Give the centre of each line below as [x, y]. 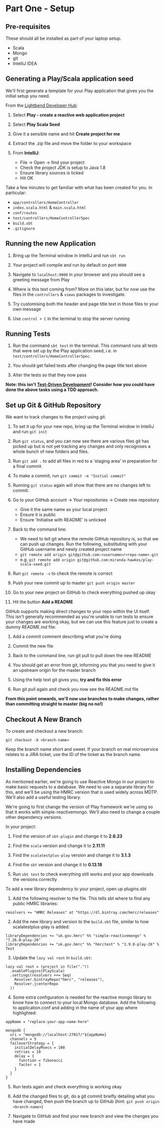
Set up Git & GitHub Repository [53, 405]
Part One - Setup [40, 9]
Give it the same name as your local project [64, 510]
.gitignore [24, 228]
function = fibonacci [41, 1060]
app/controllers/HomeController [46, 202]
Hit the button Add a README [43, 602]
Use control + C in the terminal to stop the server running [71, 319]
